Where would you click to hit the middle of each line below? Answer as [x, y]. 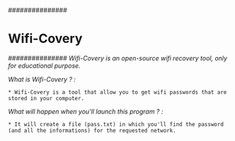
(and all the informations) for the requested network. [92, 130]
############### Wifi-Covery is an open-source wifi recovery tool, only [118, 58]
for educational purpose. [44, 66]
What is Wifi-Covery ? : [42, 79]
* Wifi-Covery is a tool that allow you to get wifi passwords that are [117, 92]
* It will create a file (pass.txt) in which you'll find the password [116, 124]
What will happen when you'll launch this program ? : [86, 111]
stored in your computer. [46, 98]
